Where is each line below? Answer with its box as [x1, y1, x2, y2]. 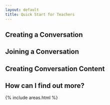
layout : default [5, 7, 39, 12]
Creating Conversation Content [5, 64, 105, 73]
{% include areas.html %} [5, 94, 58, 100]
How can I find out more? [5, 81, 85, 90]
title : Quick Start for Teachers [5, 12, 75, 17]
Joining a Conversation [5, 47, 79, 56]
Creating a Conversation [5, 30, 83, 39]
